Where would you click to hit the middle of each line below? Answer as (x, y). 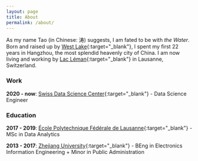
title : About (22, 17)
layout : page (22, 11)
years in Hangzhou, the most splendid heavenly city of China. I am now (93, 53)
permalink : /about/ (30, 22)
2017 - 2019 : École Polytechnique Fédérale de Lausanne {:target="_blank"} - (99, 128)
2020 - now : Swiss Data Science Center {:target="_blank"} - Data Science (96, 93)
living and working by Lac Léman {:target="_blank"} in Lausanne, (85, 59)
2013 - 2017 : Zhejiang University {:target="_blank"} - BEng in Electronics (94, 146)
